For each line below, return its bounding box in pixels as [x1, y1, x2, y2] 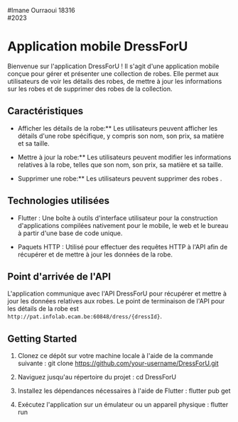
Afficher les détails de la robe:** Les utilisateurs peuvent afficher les [17, 124, 218, 132]
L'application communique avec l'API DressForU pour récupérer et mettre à [7, 289, 227, 298]
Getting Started [7, 332, 77, 345]
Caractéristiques [7, 105, 84, 117]
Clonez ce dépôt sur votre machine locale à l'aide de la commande [17, 352, 213, 360]
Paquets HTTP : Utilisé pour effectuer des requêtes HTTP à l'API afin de [17, 242, 228, 251]
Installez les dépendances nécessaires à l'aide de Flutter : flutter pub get [17, 386, 231, 395]
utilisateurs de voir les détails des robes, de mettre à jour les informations [7, 77, 222, 85]
